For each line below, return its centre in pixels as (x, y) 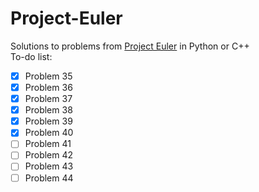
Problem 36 (48, 87)
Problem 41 (48, 144)
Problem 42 (49, 155)
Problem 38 (48, 110)
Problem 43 (49, 166)
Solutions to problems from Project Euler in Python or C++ (130, 46)
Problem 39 (48, 121)
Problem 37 (48, 99)
